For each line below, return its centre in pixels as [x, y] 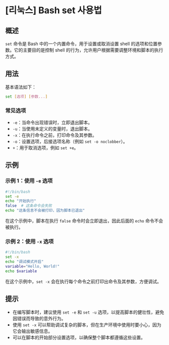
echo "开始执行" [21, 201]
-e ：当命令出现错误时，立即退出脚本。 [52, 122]
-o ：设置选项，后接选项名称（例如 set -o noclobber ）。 [70, 141]
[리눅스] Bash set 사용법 [54, 10]
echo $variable [21, 271]
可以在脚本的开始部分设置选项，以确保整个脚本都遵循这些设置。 [79, 337]
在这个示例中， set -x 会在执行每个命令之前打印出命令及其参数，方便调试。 [83, 281]
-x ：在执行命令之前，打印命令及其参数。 [55, 135]
